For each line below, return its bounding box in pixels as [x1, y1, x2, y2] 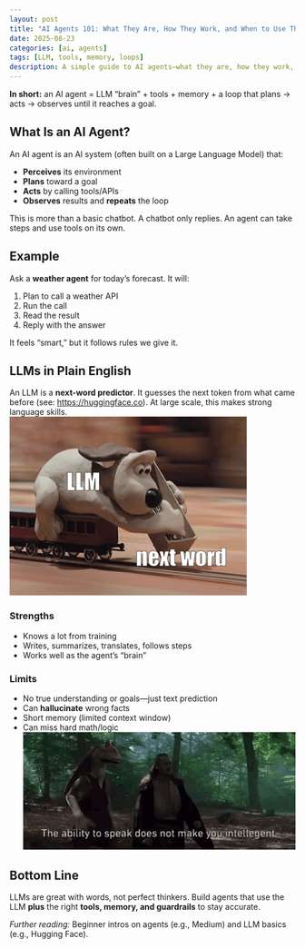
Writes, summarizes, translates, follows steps [22, 640, 192, 651]
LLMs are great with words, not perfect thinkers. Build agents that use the [9, 891, 285, 903]
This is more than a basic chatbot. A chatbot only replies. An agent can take [9, 212, 293, 223]
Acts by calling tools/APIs [22, 185, 120, 196]
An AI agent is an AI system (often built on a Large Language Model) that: [9, 148, 284, 159]
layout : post [9, 15, 59, 24]
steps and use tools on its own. [9, 222, 125, 233]
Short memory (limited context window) [22, 713, 172, 724]
